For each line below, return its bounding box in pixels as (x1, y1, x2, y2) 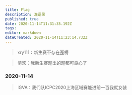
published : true (5, 16, 39, 21)
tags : (5, 26, 16, 31)
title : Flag (5, 7, 30, 12)
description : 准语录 (5, 12, 46, 17)
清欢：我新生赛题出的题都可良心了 (17, 60, 87, 66)
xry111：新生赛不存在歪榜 (17, 49, 68, 55)
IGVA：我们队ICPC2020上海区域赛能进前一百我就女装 (17, 85, 127, 91)
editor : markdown (5, 30, 41, 35)
